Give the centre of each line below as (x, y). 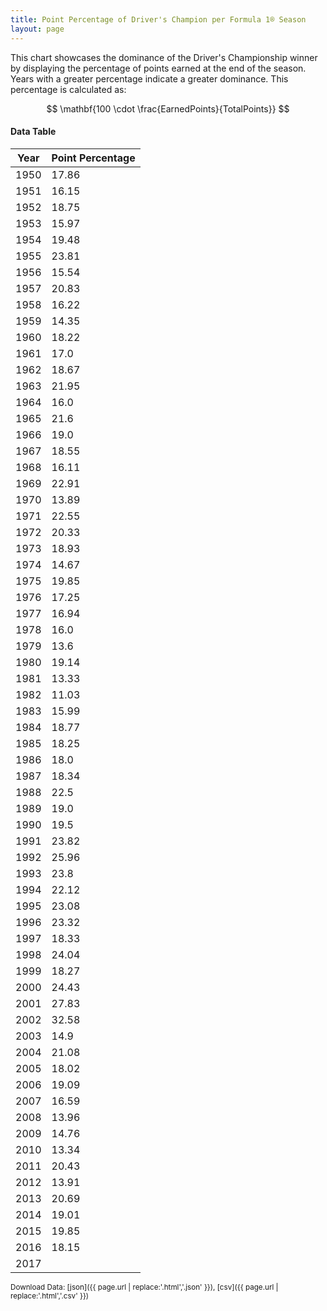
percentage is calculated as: (68, 89)
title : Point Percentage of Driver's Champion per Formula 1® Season (158, 19)
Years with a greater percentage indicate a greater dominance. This (149, 78)
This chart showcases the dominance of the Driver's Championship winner (164, 57)
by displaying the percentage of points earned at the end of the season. (158, 68)
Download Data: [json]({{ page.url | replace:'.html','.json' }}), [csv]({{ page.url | (144, 1287)
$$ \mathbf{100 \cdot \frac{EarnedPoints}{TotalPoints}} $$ (168, 108)
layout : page (37, 29)
